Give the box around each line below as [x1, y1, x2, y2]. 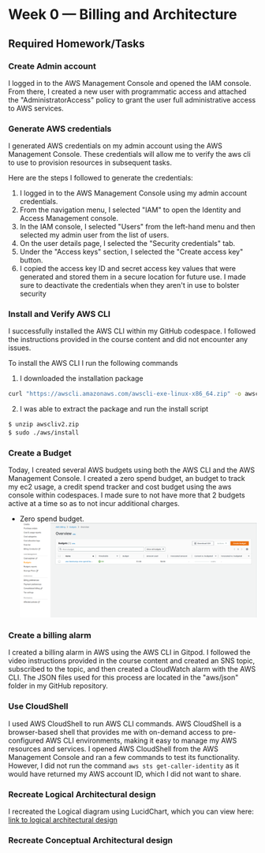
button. [19, 255, 43, 265]
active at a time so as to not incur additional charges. [8, 499, 180, 508]
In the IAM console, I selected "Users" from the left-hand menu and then [19, 222, 256, 232]
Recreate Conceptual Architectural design [8, 835, 174, 845]
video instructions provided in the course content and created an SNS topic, [8, 656, 256, 665]
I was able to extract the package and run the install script [19, 404, 209, 414]
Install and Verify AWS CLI [8, 309, 110, 320]
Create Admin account [8, 61, 96, 72]
